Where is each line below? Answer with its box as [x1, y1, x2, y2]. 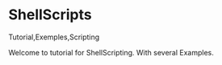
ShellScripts [8, 6, 92, 24]
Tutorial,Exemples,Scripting [8, 32, 100, 42]
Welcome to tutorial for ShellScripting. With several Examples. [8, 47, 214, 57]
